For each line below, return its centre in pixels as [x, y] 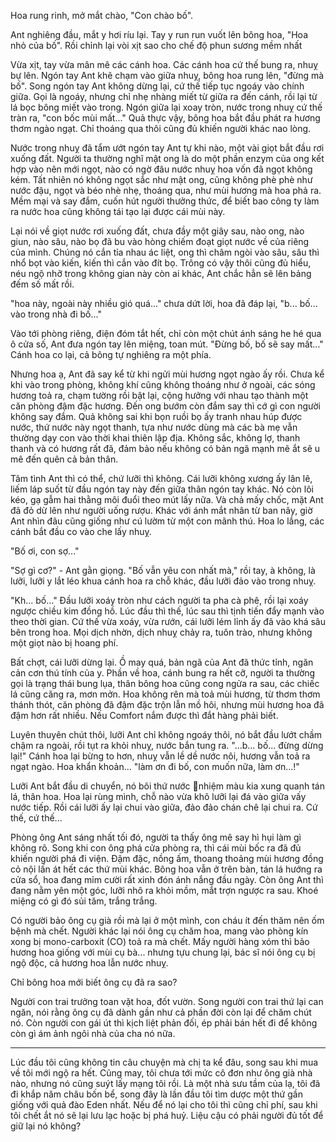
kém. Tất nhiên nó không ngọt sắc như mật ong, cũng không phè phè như [161, 179]
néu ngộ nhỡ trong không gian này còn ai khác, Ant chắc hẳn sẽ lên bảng [161, 273]
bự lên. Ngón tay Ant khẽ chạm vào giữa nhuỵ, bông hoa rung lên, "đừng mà [167, 75]
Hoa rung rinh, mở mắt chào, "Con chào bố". [102, 15]
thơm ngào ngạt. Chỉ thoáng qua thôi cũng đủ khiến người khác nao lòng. [161, 128]
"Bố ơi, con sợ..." [45, 551]
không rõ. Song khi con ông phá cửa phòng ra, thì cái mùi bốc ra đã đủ [156, 848]
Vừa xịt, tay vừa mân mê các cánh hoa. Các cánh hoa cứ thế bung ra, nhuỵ [164, 64]
